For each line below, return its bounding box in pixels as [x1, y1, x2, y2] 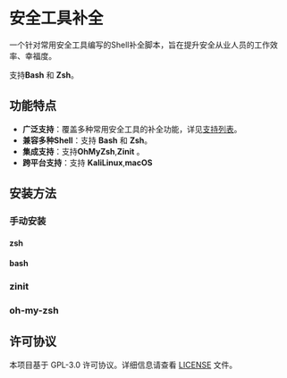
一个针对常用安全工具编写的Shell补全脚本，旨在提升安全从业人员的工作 [9, 39, 271, 50]
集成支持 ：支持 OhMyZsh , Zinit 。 [21, 146, 145, 156]
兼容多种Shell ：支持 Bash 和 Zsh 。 [21, 135, 153, 146]
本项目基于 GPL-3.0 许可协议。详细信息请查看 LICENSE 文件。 [9, 359, 238, 370]
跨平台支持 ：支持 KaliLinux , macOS [21, 157, 153, 168]
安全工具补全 [9, 8, 105, 29]
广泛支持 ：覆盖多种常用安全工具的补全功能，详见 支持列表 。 [21, 123, 242, 134]
